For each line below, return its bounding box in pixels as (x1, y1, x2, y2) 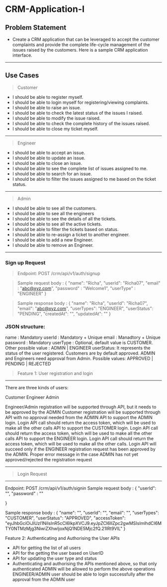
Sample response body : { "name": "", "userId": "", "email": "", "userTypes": (5, 510, 159, 516)
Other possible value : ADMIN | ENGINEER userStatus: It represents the (5, 345, 151, 351)
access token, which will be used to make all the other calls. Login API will (5, 441, 157, 447)
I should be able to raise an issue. (12, 104, 81, 110)
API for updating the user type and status (12, 555, 97, 562)
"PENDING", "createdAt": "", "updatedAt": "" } (17, 311, 111, 317)
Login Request (17, 471, 47, 477)
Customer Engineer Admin (5, 394, 59, 400)
